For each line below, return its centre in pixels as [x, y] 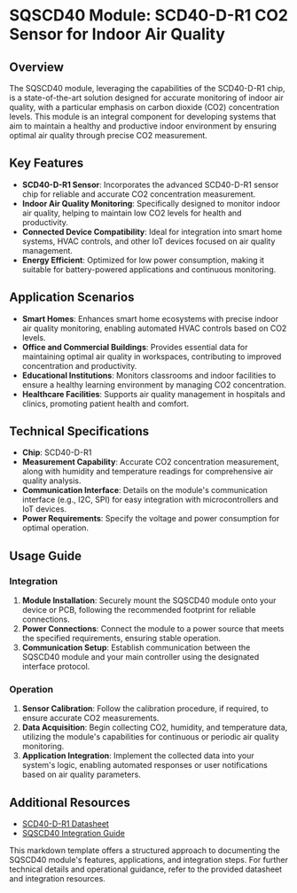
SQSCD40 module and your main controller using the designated [141, 657]
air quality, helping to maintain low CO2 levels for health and [132, 213]
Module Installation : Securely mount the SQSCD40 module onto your [149, 600]
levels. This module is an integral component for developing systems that [143, 117]
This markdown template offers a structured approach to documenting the [145, 850]
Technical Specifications [79, 431]
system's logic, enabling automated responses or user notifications [145, 765]
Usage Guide [46, 556]
